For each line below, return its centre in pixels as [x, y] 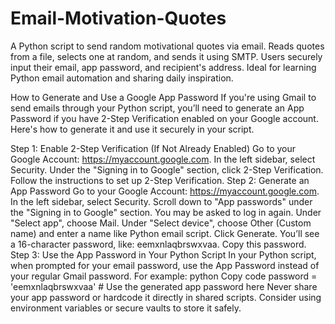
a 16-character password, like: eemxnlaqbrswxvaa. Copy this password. [158, 244]
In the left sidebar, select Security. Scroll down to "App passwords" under [161, 201]
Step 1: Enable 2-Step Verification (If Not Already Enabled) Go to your [153, 148]
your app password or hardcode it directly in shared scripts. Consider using [166, 297]
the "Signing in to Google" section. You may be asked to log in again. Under [166, 212]
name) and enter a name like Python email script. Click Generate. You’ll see [165, 233]
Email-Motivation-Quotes [118, 18]
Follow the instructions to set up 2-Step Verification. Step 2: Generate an [160, 180]
